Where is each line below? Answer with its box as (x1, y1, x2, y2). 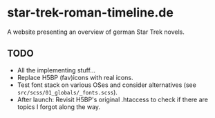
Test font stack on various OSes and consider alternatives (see (17, 81, 197, 89)
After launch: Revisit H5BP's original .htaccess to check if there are (17, 95, 209, 104)
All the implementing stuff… (17, 66, 95, 74)
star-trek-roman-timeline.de (7, 5, 174, 21)
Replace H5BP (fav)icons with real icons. (17, 73, 133, 81)
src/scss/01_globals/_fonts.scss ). (17, 88, 118, 96)
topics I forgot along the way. (17, 102, 101, 111)
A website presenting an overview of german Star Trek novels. (7, 28, 185, 36)
